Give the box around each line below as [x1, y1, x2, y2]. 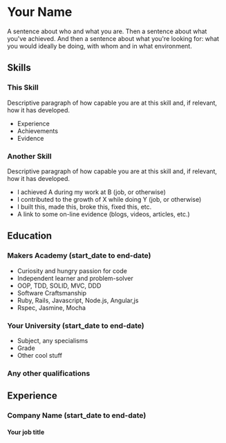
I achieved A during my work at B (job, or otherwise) [17, 188, 166, 196]
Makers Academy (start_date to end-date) [7, 251, 151, 261]
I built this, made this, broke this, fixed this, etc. [17, 202, 152, 211]
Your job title [7, 428, 45, 436]
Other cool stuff [17, 351, 62, 359]
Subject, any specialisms [17, 336, 88, 345]
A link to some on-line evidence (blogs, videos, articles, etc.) [17, 209, 190, 218]
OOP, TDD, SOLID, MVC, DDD [17, 281, 102, 290]
